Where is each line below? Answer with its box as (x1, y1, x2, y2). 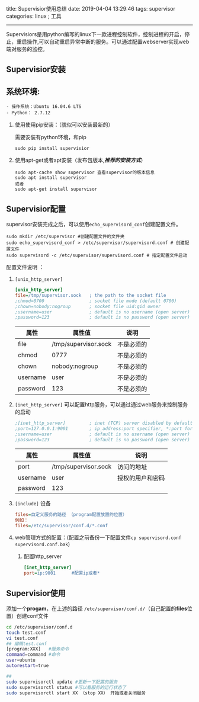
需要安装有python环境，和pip (14, 134, 87, 141)
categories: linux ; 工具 (6, 12, 62, 20)
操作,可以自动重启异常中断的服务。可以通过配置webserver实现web (26, 38, 190, 45)
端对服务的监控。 (6, 46, 48, 52)
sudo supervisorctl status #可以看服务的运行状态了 (6, 684, 127, 690)
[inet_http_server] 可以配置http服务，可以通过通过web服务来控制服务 (14, 401, 188, 408)
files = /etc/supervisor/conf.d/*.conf (14, 523, 108, 528)
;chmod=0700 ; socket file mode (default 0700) (14, 298, 177, 304)
